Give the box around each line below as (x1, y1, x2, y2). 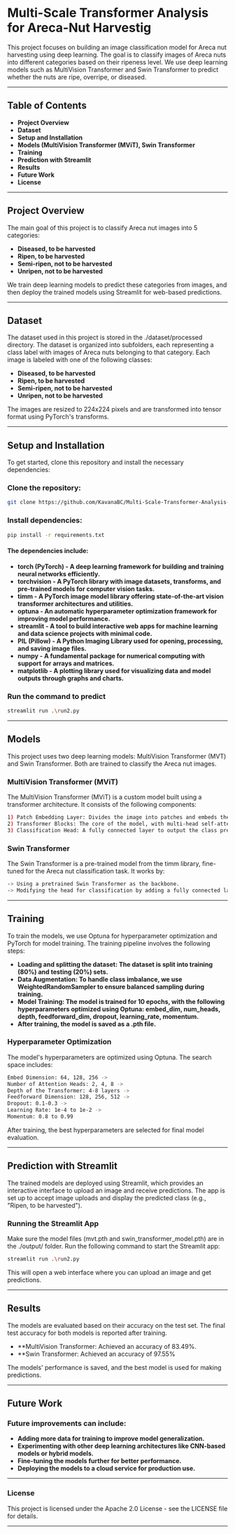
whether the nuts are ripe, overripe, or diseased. (7, 72, 147, 81)
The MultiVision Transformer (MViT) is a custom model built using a (7, 793, 202, 801)
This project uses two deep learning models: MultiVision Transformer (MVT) (7, 752, 227, 760)
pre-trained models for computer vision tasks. (17, 584, 155, 593)
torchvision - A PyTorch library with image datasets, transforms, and (17, 577, 222, 585)
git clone (7, 499, 36, 506)
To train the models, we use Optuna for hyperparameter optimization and (7, 931, 218, 940)
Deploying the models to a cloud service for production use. (17, 1464, 196, 1473)
